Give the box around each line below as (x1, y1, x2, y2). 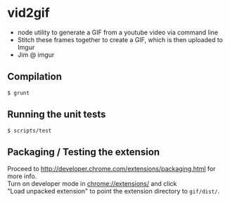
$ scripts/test (7, 127, 52, 134)
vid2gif (7, 5, 51, 21)
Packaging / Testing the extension (7, 146, 160, 158)
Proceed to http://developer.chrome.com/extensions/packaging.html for (7, 165, 216, 173)
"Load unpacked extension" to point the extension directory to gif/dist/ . (7, 187, 220, 196)
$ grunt (7, 89, 30, 96)
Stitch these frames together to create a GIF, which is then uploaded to (17, 35, 224, 43)
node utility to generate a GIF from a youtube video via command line (17, 28, 219, 36)
